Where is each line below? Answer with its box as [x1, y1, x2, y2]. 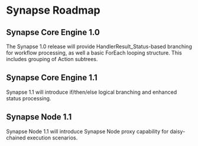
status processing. [6, 94, 51, 101]
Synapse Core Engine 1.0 [6, 27, 100, 37]
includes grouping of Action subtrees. [6, 56, 98, 62]
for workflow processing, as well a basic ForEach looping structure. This [6, 49, 182, 56]
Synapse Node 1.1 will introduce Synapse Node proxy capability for [6, 128, 169, 135]
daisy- [170, 128, 186, 135]
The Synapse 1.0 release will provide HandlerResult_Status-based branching [6, 43, 192, 50]
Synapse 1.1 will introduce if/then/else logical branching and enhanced [6, 88, 177, 96]
